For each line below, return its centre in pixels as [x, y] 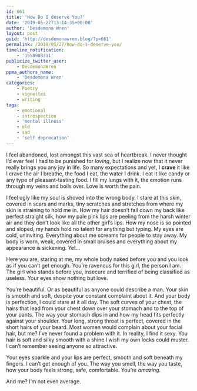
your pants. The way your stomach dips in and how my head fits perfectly [95, 314]
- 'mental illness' [41, 122]
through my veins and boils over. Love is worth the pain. [74, 186]
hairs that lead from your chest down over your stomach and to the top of [95, 308]
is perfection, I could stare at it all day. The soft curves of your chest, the [94, 302]
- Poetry [27, 89]
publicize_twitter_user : [36, 61]
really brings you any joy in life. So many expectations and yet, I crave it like [98, 167]
